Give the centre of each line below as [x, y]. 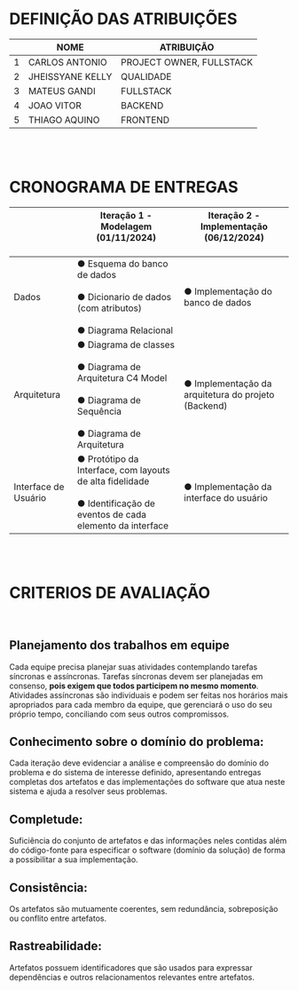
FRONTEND [145, 120]
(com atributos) [109, 308]
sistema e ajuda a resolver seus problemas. [88, 791]
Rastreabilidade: [55, 946]
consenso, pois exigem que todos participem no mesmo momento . [134, 686]
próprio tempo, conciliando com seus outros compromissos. [119, 714]
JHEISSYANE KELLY [70, 76]
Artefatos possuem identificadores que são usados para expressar [131, 967]
